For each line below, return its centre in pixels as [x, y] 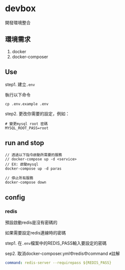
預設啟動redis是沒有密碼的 [31, 223]
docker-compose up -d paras [33, 169]
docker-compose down [26, 183]
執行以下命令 [18, 95]
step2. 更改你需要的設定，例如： [38, 114]
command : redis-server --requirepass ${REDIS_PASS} [58, 263]
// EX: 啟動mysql [22, 164]
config [15, 197]
